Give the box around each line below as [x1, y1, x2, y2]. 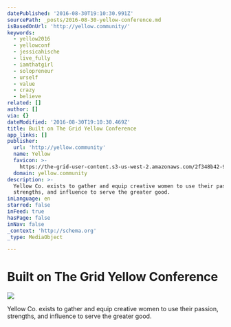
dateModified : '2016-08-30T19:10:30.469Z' [7, 118, 131, 126]
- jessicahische [13, 49, 60, 56]
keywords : [7, 29, 36, 36]
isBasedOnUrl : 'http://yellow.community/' [7, 23, 131, 30]
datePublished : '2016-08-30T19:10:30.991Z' [7, 10, 134, 17]
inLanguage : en [7, 195, 51, 203]
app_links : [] [7, 131, 48, 138]
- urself [13, 74, 38, 81]
